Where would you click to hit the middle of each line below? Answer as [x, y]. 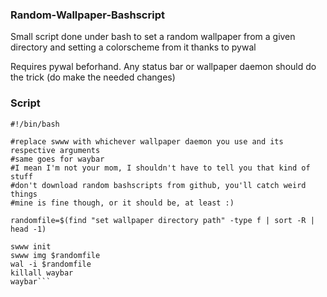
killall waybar [42, 273]
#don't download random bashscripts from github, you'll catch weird [158, 185]
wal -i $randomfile [51, 264]
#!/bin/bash [35, 124]
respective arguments [55, 150]
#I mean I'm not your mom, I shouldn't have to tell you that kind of [160, 168]
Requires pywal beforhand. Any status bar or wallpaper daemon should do [163, 67]
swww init [31, 246]
